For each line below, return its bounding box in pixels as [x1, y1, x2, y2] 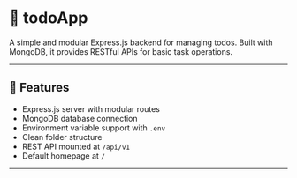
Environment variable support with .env [21, 122, 166, 133]
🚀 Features [9, 80, 70, 95]
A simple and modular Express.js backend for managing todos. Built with [9, 37, 273, 48]
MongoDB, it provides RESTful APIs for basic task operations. [9, 46, 232, 56]
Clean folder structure [21, 131, 103, 142]
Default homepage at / [21, 150, 106, 161]
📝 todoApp [9, 8, 88, 28]
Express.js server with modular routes [21, 103, 161, 114]
